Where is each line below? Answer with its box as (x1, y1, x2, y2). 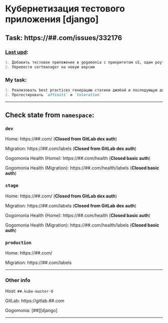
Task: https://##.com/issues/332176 (5, 33, 122, 42)
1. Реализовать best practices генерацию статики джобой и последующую (5, 87, 157, 92)
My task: (5, 76, 27, 83)
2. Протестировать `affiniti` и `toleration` (5, 92, 101, 97)
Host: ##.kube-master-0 (5, 288, 53, 294)
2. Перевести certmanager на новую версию (5, 64, 95, 69)
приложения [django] (5, 13, 99, 25)
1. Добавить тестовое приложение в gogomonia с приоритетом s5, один (5, 59, 153, 65)
